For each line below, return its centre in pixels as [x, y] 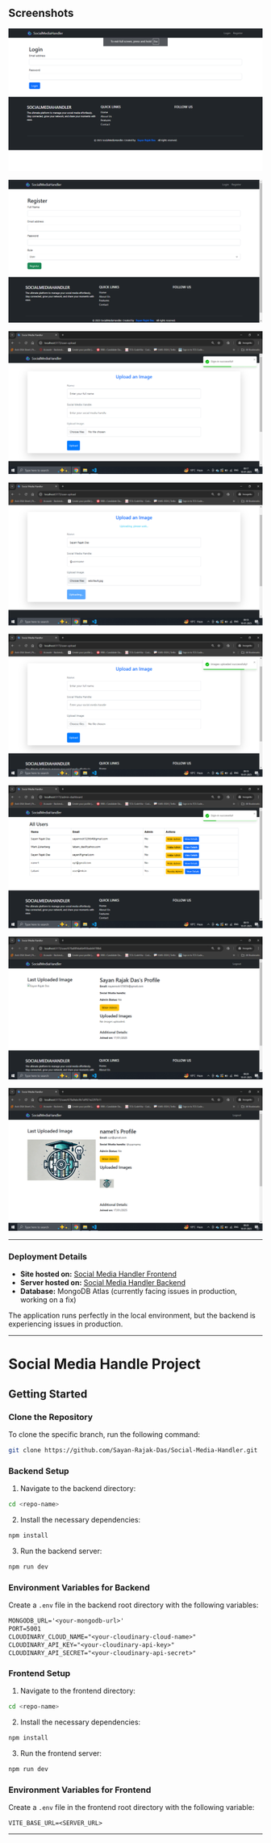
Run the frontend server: [61, 1753]
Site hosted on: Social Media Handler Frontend [98, 1274]
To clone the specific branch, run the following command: [104, 1434]
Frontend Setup [40, 1673]
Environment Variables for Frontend [80, 1790]
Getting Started [48, 1394]
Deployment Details [48, 1256]
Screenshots [41, 13]
